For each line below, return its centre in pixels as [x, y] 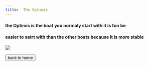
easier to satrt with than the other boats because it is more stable [74, 37]
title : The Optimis [27, 10]
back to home [21, 58]
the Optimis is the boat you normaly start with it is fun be [66, 26]
